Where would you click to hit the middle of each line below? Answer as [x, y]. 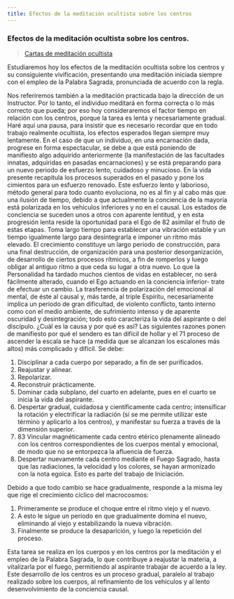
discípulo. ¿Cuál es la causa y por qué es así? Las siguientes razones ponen [116, 326]
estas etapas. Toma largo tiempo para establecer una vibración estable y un [116, 229]
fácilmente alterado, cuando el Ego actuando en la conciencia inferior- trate [116, 282]
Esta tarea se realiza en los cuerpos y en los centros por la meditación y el [114, 551]
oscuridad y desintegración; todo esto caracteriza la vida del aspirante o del [117, 319]
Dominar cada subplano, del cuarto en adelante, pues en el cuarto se [117, 392]
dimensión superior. [46, 429]
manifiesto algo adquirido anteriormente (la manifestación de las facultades [116, 155]
